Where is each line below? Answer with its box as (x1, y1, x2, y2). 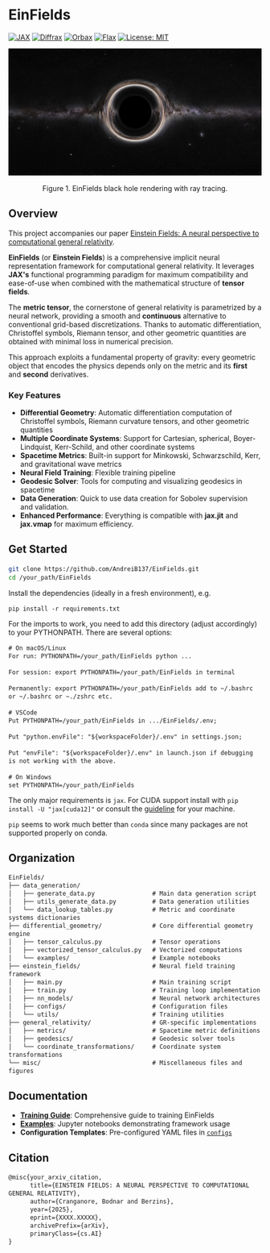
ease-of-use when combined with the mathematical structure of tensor (8, 278, 245, 288)
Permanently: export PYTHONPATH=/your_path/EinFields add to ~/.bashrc (8, 684, 253, 693)
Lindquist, (19, 442, 54, 452)
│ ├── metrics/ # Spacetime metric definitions (8, 1026, 261, 1035)
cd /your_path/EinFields (8, 573, 92, 581)
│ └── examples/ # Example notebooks (8, 954, 221, 963)
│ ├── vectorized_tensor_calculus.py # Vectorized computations (8, 946, 243, 955)
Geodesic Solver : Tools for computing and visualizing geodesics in (19, 477, 243, 486)
